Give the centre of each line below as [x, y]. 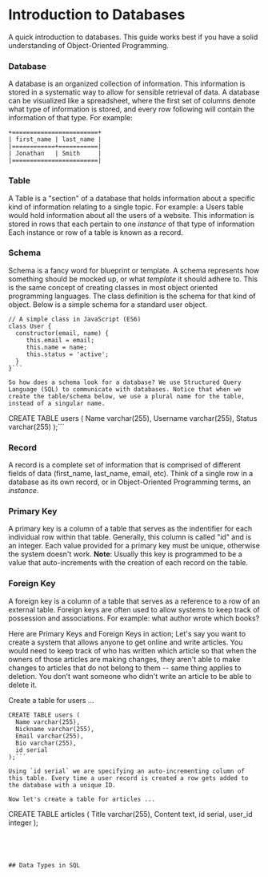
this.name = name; [57, 347]
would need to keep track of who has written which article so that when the [133, 650]
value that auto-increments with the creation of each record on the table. [128, 563]
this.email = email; [60, 340]
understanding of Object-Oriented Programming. [89, 45]
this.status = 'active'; [68, 354]
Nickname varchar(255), [55, 729]
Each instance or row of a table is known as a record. [96, 232]
